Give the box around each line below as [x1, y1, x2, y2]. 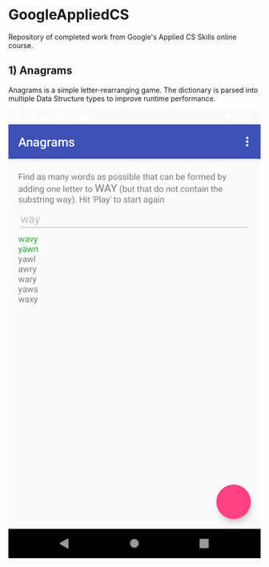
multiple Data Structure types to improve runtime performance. [8, 94, 216, 103]
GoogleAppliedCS [8, 6, 130, 24]
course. [8, 40, 34, 50]
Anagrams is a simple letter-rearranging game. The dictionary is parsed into [8, 85, 259, 94]
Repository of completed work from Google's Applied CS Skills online [8, 32, 237, 42]
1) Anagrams [8, 64, 73, 78]
